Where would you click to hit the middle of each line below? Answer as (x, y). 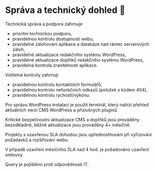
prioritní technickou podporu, (42, 33)
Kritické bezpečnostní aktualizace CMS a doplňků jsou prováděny (72, 119)
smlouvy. (14, 155)
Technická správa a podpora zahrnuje (44, 24)
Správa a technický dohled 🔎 (65, 10)
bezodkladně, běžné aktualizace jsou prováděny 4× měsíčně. (68, 125)
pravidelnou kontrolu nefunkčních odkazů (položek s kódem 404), (80, 89)
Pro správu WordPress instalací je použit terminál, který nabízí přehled (77, 104)
